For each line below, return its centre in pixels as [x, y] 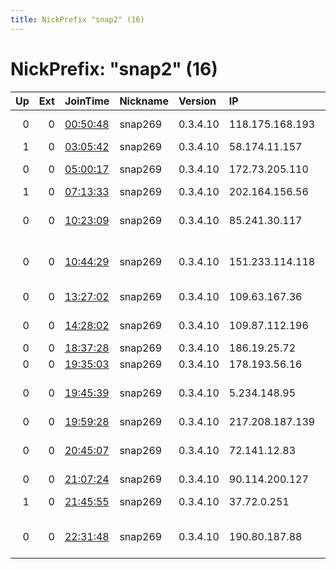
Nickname [144, 101]
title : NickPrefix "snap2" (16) [77, 19]
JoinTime [87, 101]
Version [197, 101]
